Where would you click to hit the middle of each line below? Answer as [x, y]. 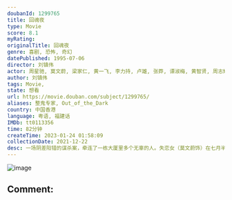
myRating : [21, 39]
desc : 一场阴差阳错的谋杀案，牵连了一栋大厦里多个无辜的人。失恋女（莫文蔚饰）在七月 [114, 148]
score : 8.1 [23, 33]
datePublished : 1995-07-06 [46, 59]
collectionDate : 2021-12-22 [48, 142]
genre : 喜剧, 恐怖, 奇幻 [40, 52]
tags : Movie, [26, 84]
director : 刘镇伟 [30, 65]
